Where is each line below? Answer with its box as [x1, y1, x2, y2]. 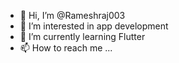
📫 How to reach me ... [19, 42, 113, 54]
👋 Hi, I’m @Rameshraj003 [19, 10, 126, 21]
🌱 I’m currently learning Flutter [19, 31, 146, 42]
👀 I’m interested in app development [19, 20, 169, 32]
